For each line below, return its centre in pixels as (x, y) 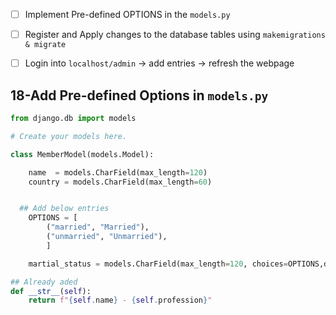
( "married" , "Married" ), (98, 227)
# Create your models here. (69, 136)
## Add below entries (64, 209)
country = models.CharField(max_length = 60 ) (120, 182)
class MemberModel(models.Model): (82, 154)
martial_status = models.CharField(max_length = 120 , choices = (158, 264)
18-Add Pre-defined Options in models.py (139, 95)
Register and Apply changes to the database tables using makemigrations (175, 35)
